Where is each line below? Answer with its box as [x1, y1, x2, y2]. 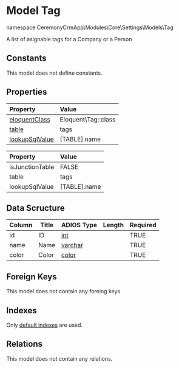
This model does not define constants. [6, 69, 103, 77]
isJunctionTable [9, 162, 55, 171]
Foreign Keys [6, 271, 57, 282]
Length [103, 221, 124, 230]
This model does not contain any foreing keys [6, 288, 120, 295]
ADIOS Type [61, 221, 97, 230]
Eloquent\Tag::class [59, 115, 116, 123]
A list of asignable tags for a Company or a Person [6, 35, 132, 43]
